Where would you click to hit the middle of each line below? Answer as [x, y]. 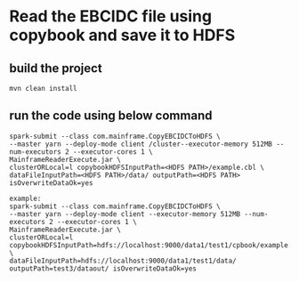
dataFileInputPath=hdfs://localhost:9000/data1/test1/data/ [123, 261]
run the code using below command [111, 116]
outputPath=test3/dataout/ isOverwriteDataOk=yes [103, 269]
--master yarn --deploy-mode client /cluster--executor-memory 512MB [141, 144]
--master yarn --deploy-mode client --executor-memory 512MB [125, 214]
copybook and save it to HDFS [122, 35]
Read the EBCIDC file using [110, 16]
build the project [56, 68]
